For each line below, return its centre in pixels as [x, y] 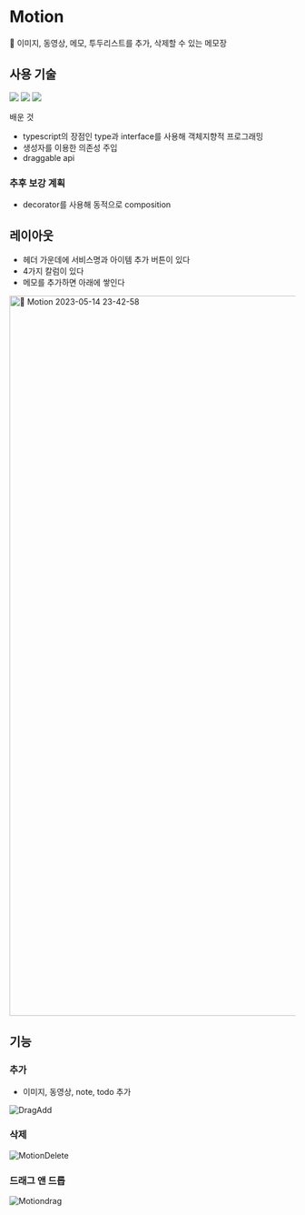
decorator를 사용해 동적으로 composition [97, 205]
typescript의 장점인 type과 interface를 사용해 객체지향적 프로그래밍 [143, 136]
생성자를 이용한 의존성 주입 [70, 147]
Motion [37, 17]
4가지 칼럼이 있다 [53, 271]
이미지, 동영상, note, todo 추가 [77, 1091]
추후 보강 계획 [38, 183]
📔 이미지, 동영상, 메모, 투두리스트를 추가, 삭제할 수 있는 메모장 [118, 43]
